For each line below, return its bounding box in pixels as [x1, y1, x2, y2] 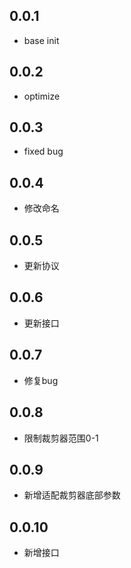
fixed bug [23, 145, 64, 158]
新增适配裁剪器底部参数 [23, 489, 121, 501]
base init [23, 34, 60, 46]
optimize [23, 90, 61, 102]
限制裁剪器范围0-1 [23, 432, 99, 444]
